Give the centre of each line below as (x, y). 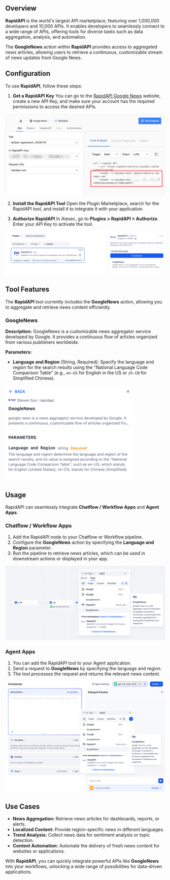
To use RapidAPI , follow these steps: (44, 86)
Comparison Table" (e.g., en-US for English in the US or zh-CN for (80, 373)
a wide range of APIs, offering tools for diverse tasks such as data (74, 31)
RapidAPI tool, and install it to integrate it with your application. (78, 209)
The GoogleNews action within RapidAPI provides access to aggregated (81, 47)
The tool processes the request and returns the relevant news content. (87, 674)
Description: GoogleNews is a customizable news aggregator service (78, 331)
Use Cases (23, 806)
